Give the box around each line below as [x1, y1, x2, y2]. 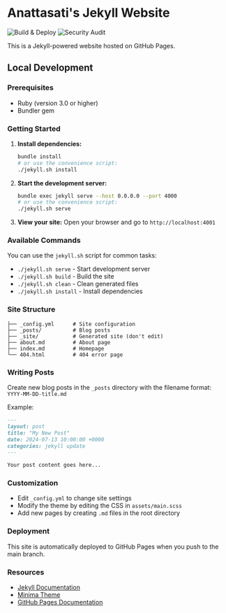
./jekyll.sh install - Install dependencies [17, 287, 143, 295]
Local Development [7, 62, 93, 74]
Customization [7, 478, 59, 488]
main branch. [7, 549, 45, 558]
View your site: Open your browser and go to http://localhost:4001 [17, 218, 216, 227]
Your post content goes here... [7, 462, 101, 469]
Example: [7, 403, 34, 411]
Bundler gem [17, 106, 54, 115]
